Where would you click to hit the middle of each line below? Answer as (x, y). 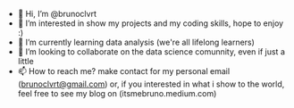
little (25, 61)
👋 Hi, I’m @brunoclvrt (57, 14)
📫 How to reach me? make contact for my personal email (124, 71)
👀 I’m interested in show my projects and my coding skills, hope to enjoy (151, 23)
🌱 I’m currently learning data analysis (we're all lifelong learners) (136, 42)
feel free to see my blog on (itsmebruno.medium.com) (117, 93)
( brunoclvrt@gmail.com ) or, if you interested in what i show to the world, (151, 84)
